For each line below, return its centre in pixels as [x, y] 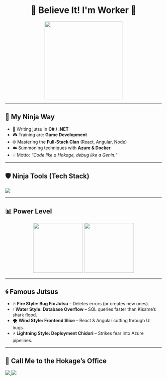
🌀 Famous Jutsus [32, 291]
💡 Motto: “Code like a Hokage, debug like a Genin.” [65, 155]
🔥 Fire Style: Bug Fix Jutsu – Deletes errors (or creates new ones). [81, 304]
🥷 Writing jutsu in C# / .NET [40, 129]
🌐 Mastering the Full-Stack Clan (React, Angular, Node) [70, 142]
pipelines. [22, 341]
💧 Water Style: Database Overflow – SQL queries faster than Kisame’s [84, 309]
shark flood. [25, 315]
